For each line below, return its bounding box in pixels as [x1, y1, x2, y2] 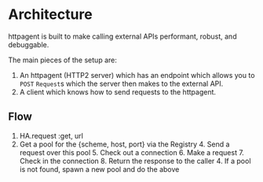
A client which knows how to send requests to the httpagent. [19, 87, 217, 96]
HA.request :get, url [19, 131, 84, 140]
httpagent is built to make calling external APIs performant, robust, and [8, 32, 237, 41]
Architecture [8, 6, 93, 24]
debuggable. [8, 39, 49, 49]
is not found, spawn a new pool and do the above [19, 164, 180, 174]
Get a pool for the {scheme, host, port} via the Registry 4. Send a [19, 139, 230, 149]
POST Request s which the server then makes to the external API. [19, 79, 224, 88]
